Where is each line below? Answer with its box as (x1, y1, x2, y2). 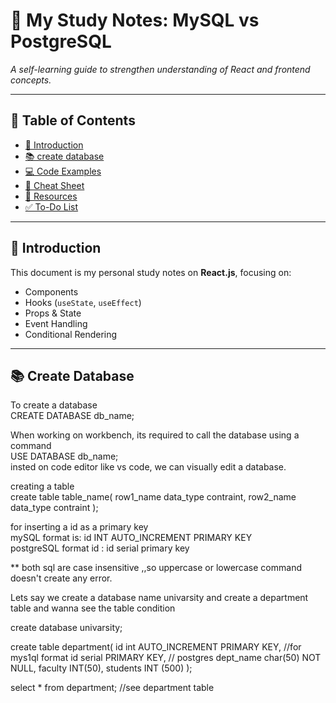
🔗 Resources (24, 190, 78, 202)
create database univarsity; (10, 622, 123, 634)
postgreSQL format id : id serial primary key (10, 542, 190, 554)
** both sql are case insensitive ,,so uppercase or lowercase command (10, 562, 302, 574)
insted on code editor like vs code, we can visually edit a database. (10, 461, 287, 473)
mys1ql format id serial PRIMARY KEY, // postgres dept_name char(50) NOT (10, 652, 322, 664)
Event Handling (24, 317, 88, 329)
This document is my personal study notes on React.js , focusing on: (10, 266, 292, 278)
